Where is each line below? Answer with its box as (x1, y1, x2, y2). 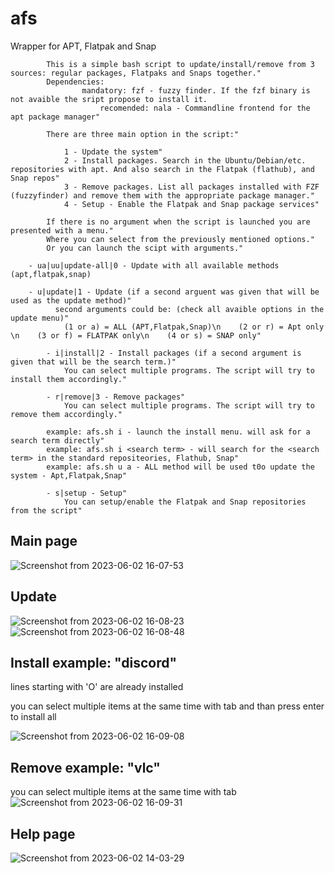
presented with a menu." (10, 225, 114, 236)
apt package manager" (10, 112, 101, 122)
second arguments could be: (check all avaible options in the (54, 304, 325, 314)
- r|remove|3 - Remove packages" (46, 392, 186, 402)
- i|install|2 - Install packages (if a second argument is (46, 348, 302, 358)
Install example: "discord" (10, 654, 178, 671)
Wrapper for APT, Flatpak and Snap (10, 40, 157, 52)
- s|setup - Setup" (46, 488, 128, 498)
